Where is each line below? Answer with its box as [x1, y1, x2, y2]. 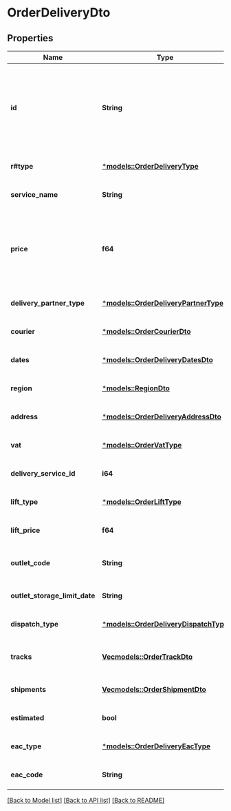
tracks [10, 652, 32, 662]
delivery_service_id [10, 469, 76, 478]
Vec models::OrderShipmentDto [102, 685, 206, 694]
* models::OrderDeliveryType [102, 162, 199, 171]
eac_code [10, 770, 43, 779]
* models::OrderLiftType [102, 497, 182, 507]
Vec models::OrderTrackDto [102, 652, 193, 662]
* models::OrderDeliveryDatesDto [102, 355, 213, 364]
